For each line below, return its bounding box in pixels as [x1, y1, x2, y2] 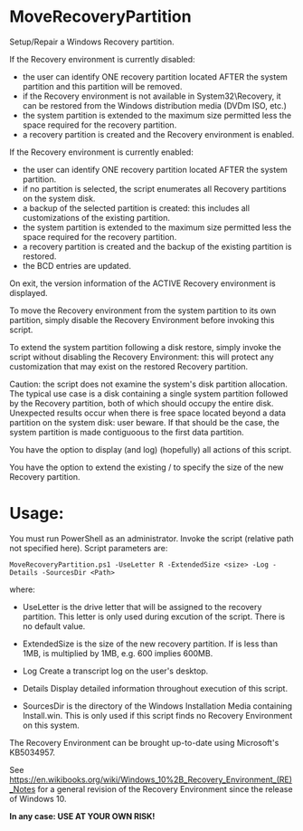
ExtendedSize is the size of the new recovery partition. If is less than [22, 638, 279, 649]
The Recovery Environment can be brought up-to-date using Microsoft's [9, 737, 279, 748]
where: [9, 584, 36, 595]
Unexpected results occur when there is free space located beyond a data [9, 407, 287, 418]
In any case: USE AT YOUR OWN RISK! [9, 810, 156, 821]
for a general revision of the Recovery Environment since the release [37, 783, 293, 794]
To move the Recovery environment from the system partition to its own [9, 305, 277, 316]
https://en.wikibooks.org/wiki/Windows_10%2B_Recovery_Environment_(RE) [9, 774, 292, 785]
